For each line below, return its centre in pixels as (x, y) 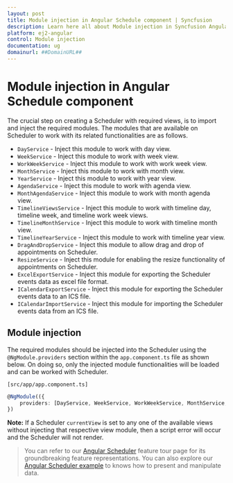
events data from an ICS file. (58, 311)
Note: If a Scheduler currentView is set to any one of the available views (110, 423)
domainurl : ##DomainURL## (44, 53)
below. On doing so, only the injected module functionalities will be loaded (113, 364)
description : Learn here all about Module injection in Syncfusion (107, 26)
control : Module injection (46, 40)
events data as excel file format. (63, 281)
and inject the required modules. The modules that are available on (103, 128)
